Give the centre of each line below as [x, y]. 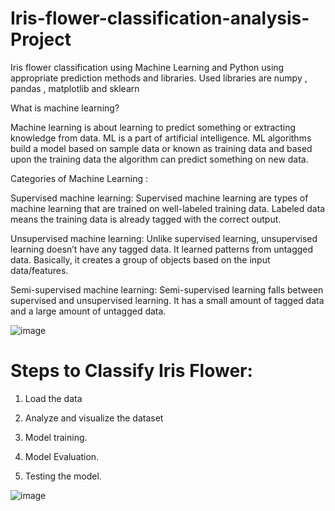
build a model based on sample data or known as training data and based [161, 148]
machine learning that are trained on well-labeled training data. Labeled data [168, 208]
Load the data [53, 398]
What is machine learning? [65, 108]
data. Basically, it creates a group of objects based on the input [140, 259]
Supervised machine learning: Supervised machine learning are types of [159, 198]
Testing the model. [63, 476]
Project [41, 39]
